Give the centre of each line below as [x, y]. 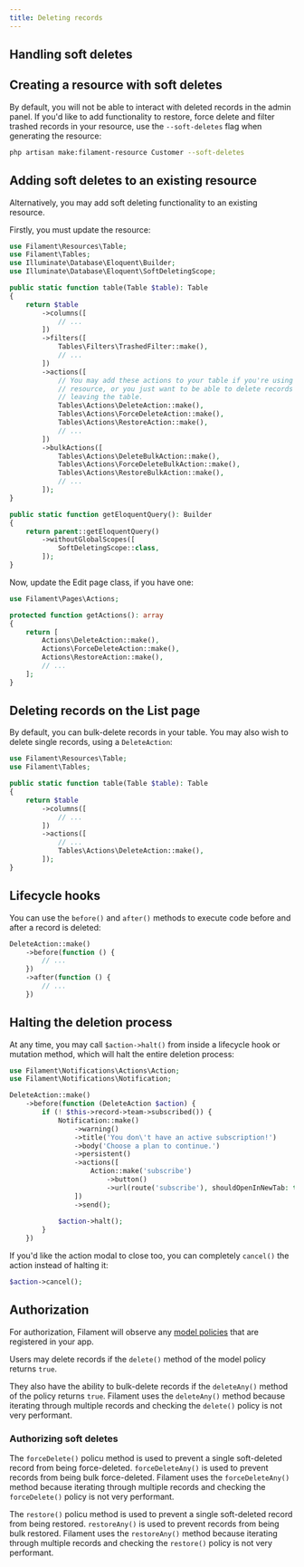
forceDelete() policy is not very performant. [92, 1497]
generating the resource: [56, 136]
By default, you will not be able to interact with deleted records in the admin [150, 107]
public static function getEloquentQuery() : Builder [111, 514]
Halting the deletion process [91, 1022]
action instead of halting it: [59, 1266]
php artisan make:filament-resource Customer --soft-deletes [127, 152]
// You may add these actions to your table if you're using [176, 380]
